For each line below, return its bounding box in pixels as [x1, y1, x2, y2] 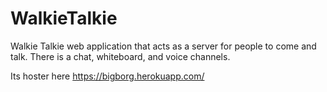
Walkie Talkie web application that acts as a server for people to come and [10, 40, 317, 52]
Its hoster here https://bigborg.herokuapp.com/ [10, 70, 205, 82]
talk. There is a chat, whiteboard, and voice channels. [10, 50, 231, 62]
